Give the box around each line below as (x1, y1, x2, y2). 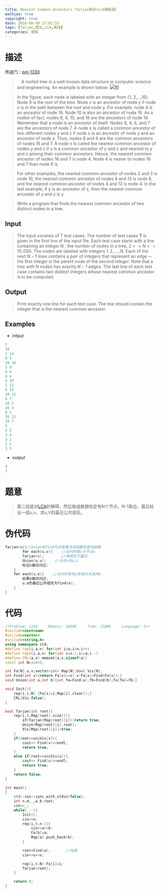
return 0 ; (14, 879, 34, 884)
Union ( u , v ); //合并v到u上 (22, 558, 78, 563)
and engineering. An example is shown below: (16, 84, 109, 90)
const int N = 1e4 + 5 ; (5, 660, 44, 665)
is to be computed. (16, 274, 55, 279)
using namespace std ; (5, 642, 49, 647)
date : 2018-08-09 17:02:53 (5, 20, 59, 26)
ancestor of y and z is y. (16, 191, 65, 197)
